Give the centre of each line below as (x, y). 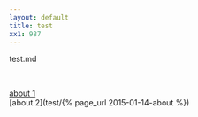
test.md (23, 59)
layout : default (39, 17)
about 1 (23, 93)
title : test (31, 26)
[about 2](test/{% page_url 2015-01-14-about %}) (99, 103)
